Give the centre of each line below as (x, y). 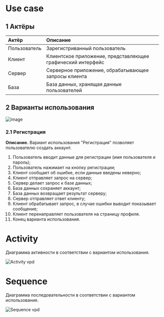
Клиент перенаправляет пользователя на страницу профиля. (76, 214)
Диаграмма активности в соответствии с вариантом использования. (78, 252)
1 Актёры (20, 27)
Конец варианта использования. (46, 219)
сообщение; (25, 209)
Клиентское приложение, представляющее (98, 56)
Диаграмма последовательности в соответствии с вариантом (71, 295)
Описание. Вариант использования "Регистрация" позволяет (70, 143)
